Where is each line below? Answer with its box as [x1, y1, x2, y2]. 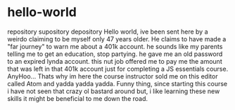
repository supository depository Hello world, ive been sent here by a [7, 27, 209, 36]
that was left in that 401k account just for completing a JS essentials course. [7, 64, 229, 73]
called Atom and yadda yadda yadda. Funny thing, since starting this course [7, 79, 228, 88]
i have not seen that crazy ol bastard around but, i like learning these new [7, 87, 220, 95]
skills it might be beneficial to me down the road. [7, 94, 148, 102]
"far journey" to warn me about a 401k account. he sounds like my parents [7, 42, 223, 50]
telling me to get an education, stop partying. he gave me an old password [7, 50, 223, 58]
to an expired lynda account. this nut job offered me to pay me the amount [7, 57, 223, 65]
